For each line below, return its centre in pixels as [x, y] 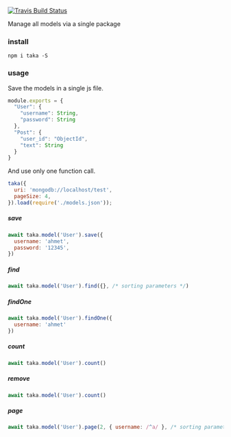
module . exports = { [36, 101]
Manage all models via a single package [64, 24]
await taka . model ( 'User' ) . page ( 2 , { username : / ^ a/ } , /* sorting [105, 427]
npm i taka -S [28, 56]
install [19, 41]
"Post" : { [28, 132]
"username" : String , [49, 113]
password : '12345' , [42, 248]
